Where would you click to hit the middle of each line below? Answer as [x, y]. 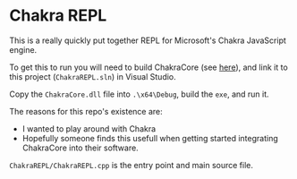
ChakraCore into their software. [80, 148]
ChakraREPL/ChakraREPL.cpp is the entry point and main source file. [131, 165]
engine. [23, 49]
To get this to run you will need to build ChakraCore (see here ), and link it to [148, 67]
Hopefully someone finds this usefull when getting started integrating [150, 138]
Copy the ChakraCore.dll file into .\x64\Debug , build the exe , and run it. [140, 94]
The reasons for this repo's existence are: [86, 111]
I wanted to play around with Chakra [89, 128]
